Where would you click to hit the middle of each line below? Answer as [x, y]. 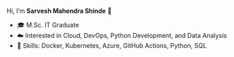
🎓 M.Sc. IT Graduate [48, 25]
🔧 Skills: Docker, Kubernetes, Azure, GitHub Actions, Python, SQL [112, 45]
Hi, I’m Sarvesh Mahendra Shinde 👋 [59, 11]
